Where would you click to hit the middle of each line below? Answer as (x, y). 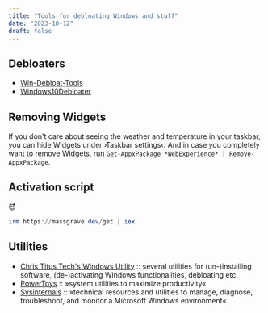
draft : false (30, 31)
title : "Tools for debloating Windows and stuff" (94, 16)
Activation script (51, 188)
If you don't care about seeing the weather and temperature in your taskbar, (134, 136)
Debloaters (37, 63)
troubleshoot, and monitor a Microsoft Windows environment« (124, 300)
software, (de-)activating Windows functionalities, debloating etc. (129, 274)
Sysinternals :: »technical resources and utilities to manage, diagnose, (136, 292)
